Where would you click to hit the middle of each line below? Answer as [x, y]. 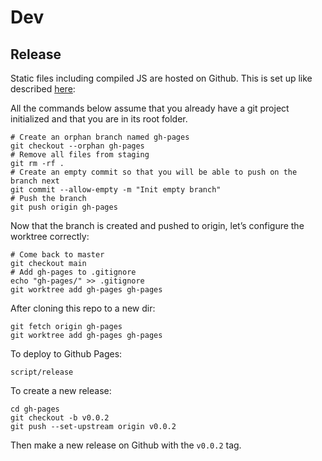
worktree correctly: [50, 236]
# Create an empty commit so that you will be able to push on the [154, 172]
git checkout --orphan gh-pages [77, 146]
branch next [35, 181]
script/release [42, 372]
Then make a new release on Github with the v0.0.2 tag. [126, 445]
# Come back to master [57, 255]
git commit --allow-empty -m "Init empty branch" [116, 190]
